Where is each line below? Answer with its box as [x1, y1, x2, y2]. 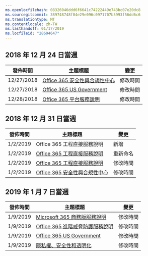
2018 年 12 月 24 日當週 [5, 51, 78, 60]
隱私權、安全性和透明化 [36, 242, 92, 249]
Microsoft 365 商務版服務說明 [36, 214, 107, 221]
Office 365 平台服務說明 [42, 95, 100, 103]
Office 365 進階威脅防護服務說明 [36, 223, 114, 230]
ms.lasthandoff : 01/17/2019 [5, 26, 64, 31]
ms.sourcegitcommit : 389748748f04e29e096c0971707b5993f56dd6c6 [5, 12, 141, 17]
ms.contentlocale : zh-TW [5, 21, 57, 27]
